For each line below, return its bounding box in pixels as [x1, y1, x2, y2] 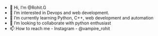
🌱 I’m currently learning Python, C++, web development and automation [9, 15, 154, 20]
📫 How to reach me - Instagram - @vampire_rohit [9, 26, 110, 31]
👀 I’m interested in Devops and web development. [9, 10, 109, 16]
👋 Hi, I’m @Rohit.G [9, 5, 46, 10]
